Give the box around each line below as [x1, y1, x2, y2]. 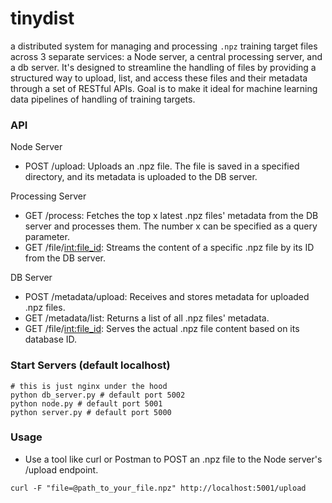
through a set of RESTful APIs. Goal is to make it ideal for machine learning [10, 82, 318, 94]
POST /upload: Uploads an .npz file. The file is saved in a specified [24, 160, 300, 172]
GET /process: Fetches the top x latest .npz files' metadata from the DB [24, 210, 319, 222]
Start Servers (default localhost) [10, 358, 171, 372]
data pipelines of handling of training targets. [10, 93, 196, 105]
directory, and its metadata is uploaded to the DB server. [24, 171, 258, 183]
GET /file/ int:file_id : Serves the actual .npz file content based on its [24, 323, 300, 335]
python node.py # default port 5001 [10, 398, 163, 409]
